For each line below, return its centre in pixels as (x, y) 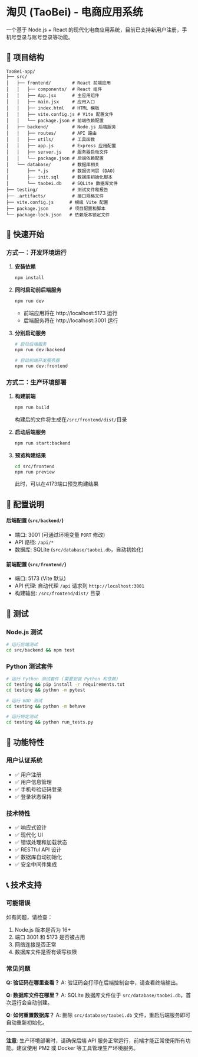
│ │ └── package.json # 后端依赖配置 (55, 158)
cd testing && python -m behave (46, 706)
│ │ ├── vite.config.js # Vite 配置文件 (60, 114)
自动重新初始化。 (27, 1023)
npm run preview (34, 472)
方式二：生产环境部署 (36, 382)
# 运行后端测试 (22, 644)
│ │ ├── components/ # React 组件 (54, 89)
